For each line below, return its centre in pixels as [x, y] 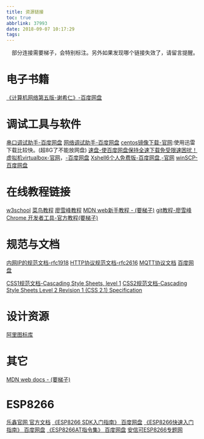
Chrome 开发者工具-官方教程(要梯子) [52, 217]
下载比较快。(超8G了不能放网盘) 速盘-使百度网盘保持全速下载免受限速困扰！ [102, 150]
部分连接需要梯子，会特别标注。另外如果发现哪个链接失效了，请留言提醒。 [105, 53]
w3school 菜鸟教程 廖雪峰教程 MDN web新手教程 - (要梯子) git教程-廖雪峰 [99, 210]
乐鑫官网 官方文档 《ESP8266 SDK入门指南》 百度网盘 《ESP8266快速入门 [100, 422]
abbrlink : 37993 [27, 23]
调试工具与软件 [44, 125]
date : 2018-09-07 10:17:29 [40, 29]
